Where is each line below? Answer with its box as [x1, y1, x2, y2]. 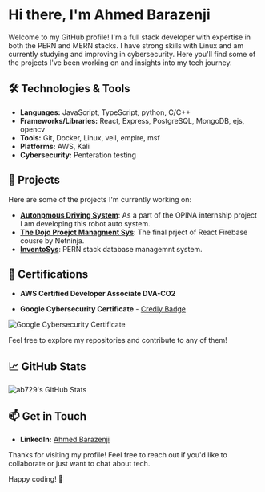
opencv [19, 124, 46, 134]
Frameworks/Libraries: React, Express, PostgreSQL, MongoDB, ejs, [19, 116, 245, 125]
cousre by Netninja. [19, 235, 85, 246]
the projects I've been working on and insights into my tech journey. [8, 58, 232, 67]
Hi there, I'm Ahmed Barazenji [8, 6, 211, 24]
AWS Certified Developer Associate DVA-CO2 [19, 289, 176, 299]
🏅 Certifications [8, 267, 89, 281]
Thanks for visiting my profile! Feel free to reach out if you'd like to [8, 450, 228, 459]
